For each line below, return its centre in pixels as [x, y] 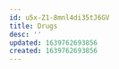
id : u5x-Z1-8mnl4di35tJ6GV [59, 17]
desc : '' [25, 34]
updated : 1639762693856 [54, 43]
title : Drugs [34, 26]
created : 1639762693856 [54, 51]
